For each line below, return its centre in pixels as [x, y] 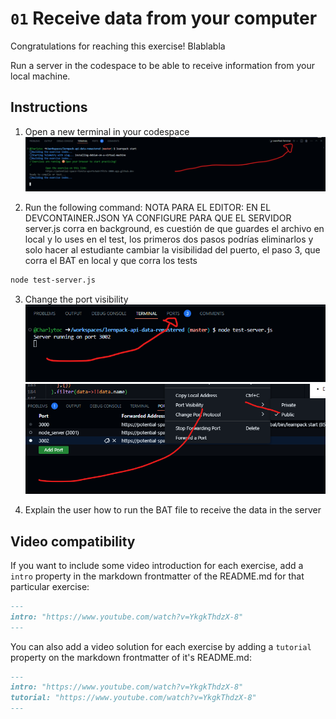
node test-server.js [53, 280]
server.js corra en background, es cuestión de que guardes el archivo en [174, 228]
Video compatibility [73, 541]
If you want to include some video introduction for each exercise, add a [157, 565]
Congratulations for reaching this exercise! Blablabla [118, 46]
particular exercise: [50, 586]
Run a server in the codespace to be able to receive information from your [163, 65]
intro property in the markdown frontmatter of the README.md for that [157, 576]
